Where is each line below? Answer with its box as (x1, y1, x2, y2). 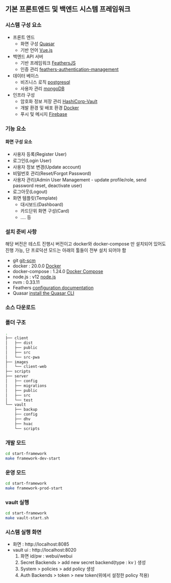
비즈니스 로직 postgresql (20, 79, 70, 85)
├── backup (14, 407, 38, 412)
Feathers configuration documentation (12, 285, 94, 291)
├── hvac (14, 421, 33, 426)
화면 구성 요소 (5, 139, 32, 145)
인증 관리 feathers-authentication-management (20, 66, 119, 72)
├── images (5, 359, 29, 365)
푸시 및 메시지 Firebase (20, 111, 67, 117)
